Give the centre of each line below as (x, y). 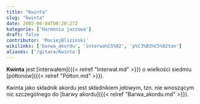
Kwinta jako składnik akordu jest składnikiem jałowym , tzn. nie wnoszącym (100, 87)
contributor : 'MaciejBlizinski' (47, 40)
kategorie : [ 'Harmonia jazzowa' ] (49, 29)
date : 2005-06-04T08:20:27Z (42, 23)
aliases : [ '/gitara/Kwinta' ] (43, 52)
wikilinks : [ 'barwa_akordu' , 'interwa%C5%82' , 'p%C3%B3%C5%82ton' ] (94, 46)
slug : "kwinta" (26, 18)
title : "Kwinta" (27, 12)
